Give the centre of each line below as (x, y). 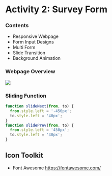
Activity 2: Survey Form (57, 9)
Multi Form (24, 48)
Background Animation (37, 58)
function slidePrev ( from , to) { (39, 125)
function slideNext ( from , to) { (39, 106)
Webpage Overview (30, 72)
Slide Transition (29, 53)
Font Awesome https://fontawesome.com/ (57, 168)
